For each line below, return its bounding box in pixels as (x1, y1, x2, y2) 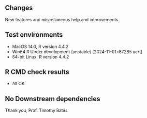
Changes (5, 4, 33, 12)
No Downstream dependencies (5, 94, 101, 103)
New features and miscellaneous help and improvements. (5, 16, 119, 22)
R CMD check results (5, 68, 70, 76)
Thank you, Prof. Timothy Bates (5, 107, 68, 113)
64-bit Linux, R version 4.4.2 (12, 54, 69, 59)
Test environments (5, 31, 63, 39)
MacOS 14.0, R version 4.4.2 (12, 44, 69, 49)
